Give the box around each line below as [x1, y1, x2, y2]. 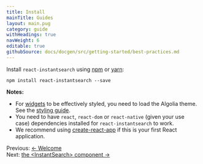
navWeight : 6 [6, 37, 40, 43]
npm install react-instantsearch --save [6, 77, 112, 83]
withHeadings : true [6, 32, 56, 38]
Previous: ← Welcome [6, 144, 62, 152]
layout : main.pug [6, 20, 51, 26]
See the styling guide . [15, 106, 71, 114]
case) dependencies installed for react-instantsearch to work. [15, 119, 174, 127]
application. [15, 132, 45, 140]
